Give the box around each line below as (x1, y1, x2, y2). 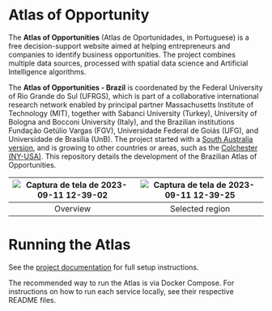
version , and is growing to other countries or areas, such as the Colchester (8, 143, 258, 152)
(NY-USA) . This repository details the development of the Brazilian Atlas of (8, 151, 257, 161)
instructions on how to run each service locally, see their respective (8, 286, 235, 296)
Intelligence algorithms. (8, 66, 87, 76)
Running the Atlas (8, 236, 131, 254)
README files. (8, 295, 57, 305)
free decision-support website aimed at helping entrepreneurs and (8, 40, 231, 50)
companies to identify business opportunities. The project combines (8, 49, 236, 59)
